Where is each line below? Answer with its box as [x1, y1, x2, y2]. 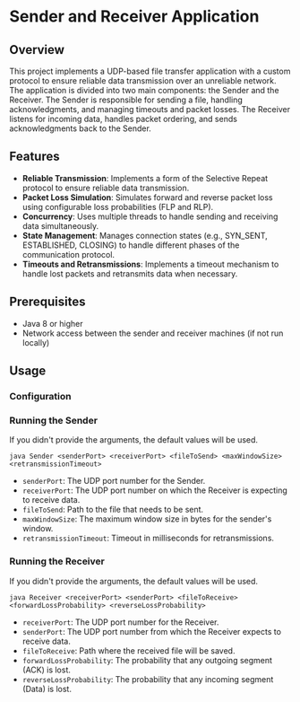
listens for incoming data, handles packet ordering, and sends [9, 114, 237, 124]
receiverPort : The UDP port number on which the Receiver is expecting [21, 485, 288, 496]
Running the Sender [9, 414, 99, 426]
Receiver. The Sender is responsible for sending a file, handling [9, 94, 244, 105]
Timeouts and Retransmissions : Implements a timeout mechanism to [21, 259, 279, 269]
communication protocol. [21, 249, 115, 259]
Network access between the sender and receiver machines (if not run [21, 328, 284, 338]
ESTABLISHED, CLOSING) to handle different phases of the [21, 240, 240, 250]
